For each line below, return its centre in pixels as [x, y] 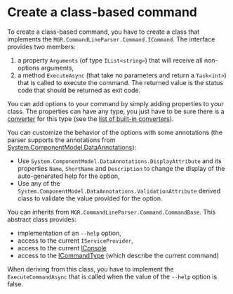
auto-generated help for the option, [68, 176]
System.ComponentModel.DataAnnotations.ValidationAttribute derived [119, 191]
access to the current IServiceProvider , [75, 241]
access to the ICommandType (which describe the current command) [118, 255]
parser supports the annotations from [61, 140]
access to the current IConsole [62, 248]
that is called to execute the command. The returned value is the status [120, 82]
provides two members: [41, 46]
